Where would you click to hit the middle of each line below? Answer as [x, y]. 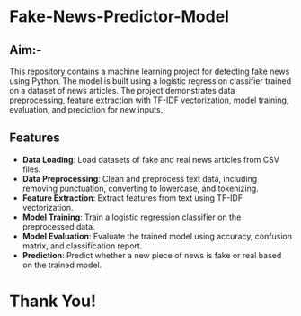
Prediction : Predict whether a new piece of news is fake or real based [152, 255]
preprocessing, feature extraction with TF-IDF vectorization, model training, [149, 100]
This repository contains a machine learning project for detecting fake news [150, 71]
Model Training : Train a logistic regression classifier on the [132, 217]
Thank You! [53, 301]
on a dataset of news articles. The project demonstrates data [122, 90]
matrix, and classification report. [82, 246]
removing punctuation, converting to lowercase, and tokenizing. [140, 188]
